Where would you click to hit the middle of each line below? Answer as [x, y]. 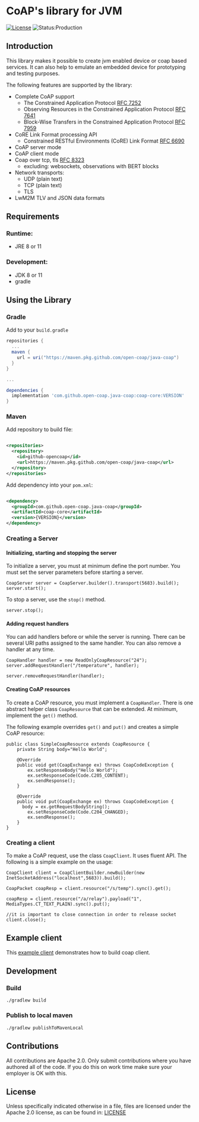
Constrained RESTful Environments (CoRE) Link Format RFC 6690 [104, 141]
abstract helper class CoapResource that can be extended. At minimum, [92, 709]
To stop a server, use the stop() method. [56, 599]
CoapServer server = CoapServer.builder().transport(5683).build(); [93, 583]
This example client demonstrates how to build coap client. [78, 952]
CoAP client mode [37, 153]
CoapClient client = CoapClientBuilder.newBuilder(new [75, 873]
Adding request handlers [38, 623]
